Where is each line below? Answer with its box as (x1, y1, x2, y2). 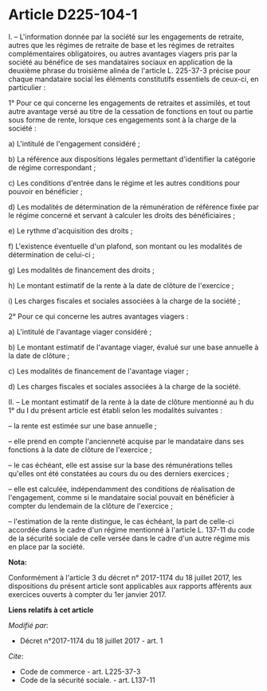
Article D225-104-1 (8, 6, 138, 24)
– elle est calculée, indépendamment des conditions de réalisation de (8, 484, 235, 494)
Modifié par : (8, 620, 49, 630)
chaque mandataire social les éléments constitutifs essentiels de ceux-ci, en (8, 74, 259, 84)
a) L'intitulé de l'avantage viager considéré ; (8, 326, 152, 336)
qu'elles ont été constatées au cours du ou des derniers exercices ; (8, 468, 230, 478)
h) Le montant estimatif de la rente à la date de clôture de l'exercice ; (8, 280, 234, 290)
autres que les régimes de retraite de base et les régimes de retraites (8, 40, 235, 49)
